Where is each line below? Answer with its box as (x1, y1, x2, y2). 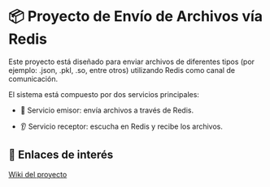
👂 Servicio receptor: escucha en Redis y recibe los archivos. (20, 121, 224, 131)
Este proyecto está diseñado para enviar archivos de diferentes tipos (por (8, 57, 255, 66)
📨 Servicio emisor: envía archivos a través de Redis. (20, 105, 194, 115)
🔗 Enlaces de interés (8, 148, 114, 162)
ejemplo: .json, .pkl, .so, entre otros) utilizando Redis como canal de (8, 65, 236, 74)
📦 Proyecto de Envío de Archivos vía (8, 7, 263, 26)
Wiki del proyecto (8, 169, 67, 179)
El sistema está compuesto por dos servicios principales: (8, 89, 199, 99)
